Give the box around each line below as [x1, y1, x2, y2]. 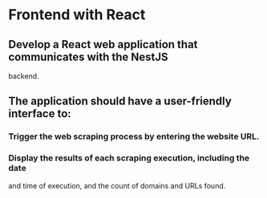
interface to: [8, 107, 72, 121]
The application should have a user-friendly [8, 95, 233, 108]
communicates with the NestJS [8, 50, 168, 63]
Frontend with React [8, 6, 146, 24]
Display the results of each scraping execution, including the [8, 152, 250, 164]
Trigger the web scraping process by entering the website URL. [8, 131, 260, 142]
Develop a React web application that [8, 38, 198, 51]
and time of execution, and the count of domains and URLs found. [8, 180, 226, 190]
